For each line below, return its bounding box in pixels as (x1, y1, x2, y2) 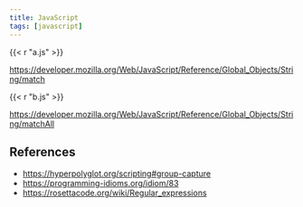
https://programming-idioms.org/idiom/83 (22, 178, 179, 189)
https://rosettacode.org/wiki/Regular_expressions (22, 187, 207, 199)
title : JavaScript (9, 13, 79, 23)
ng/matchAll (9, 118, 55, 129)
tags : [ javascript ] (9, 22, 83, 31)
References (9, 144, 76, 159)
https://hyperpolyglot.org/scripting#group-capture (22, 168, 211, 179)
